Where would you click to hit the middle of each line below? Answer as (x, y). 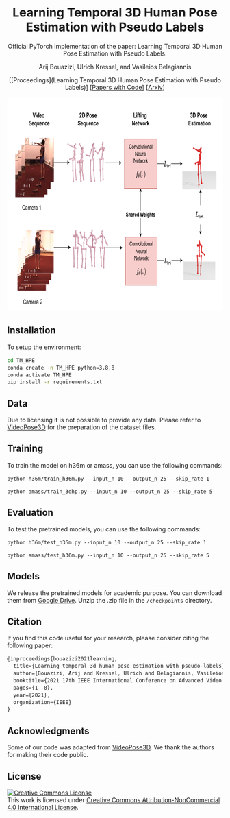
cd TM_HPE (21, 360)
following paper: (30, 645)
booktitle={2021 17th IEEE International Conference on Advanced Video (118, 680)
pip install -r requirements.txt (55, 382)
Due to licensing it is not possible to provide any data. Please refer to (104, 420)
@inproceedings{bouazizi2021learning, (62, 659)
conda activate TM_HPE (39, 375)
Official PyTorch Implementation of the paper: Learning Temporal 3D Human (115, 46)
